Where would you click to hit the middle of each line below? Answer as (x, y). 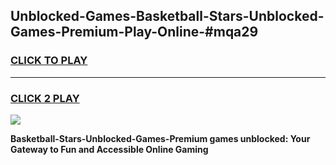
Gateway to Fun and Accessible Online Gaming (109, 149)
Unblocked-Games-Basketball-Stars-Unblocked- (167, 16)
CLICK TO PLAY (49, 61)
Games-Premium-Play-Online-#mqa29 (134, 32)
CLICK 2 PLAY (45, 98)
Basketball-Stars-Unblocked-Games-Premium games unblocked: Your (160, 138)
